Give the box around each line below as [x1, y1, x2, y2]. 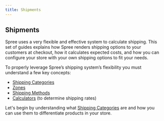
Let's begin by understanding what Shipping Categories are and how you [5, 105, 155, 111]
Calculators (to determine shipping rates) [12, 95, 97, 101]
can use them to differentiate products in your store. [5, 110, 112, 116]
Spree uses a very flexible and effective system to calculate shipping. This [5, 39, 158, 45]
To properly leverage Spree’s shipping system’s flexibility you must [5, 64, 142, 70]
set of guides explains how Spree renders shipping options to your [5, 44, 142, 50]
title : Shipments [5, 7, 41, 12]
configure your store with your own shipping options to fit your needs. [5, 55, 149, 61]
